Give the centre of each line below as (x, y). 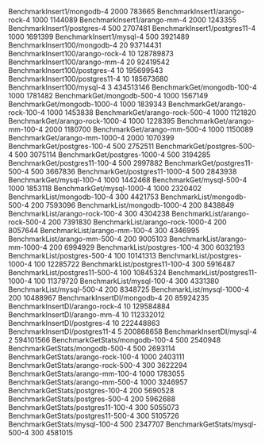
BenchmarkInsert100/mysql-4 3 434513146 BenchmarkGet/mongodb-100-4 (132, 87)
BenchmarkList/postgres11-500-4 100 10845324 (87, 272)
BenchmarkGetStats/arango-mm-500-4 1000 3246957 (98, 382)
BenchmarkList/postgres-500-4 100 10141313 (83, 256)
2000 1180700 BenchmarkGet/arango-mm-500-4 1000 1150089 (149, 129)
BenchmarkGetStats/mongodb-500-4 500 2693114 (92, 348)
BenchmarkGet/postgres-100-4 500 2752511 (81, 146)
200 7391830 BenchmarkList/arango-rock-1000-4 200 (138, 222)
